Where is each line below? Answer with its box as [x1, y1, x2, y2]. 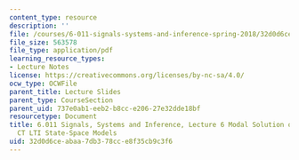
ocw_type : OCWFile [9, 79, 77, 88]
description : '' [9, 21, 69, 30]
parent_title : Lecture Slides [9, 87, 122, 96]
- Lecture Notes [9, 63, 69, 72]
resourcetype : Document [9, 112, 98, 121]
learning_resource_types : [9, 54, 105, 63]
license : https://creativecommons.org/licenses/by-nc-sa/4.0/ [9, 71, 245, 80]
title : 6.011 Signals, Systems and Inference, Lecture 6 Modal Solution [9, 121, 285, 130]
